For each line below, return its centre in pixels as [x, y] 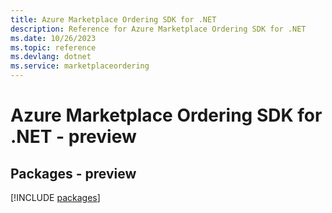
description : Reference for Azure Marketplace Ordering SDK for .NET [158, 29]
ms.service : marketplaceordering [80, 66]
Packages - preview [73, 173]
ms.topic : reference [53, 47]
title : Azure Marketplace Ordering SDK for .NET [113, 19]
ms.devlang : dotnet [51, 57]
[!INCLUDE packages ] [55, 197]
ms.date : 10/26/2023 [53, 38]
